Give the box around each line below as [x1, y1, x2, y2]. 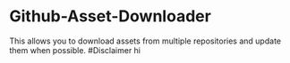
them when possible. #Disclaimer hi [9, 44, 141, 55]
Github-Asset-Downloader [9, 6, 212, 27]
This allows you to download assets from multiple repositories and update [9, 35, 282, 46]
